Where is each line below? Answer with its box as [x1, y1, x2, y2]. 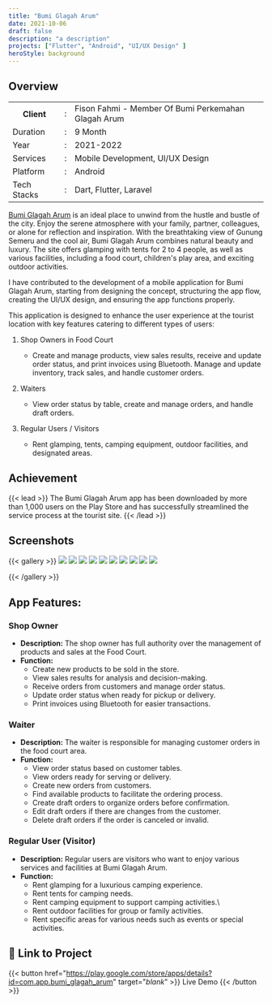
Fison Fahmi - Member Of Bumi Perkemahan [74, 102, 245, 114]
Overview [8, 80, 59, 93]
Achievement [8, 472, 78, 486]
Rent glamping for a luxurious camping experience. [32, 880, 203, 889]
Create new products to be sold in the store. [32, 664, 180, 674]
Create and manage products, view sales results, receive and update [32, 350, 261, 360]
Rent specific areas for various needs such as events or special [32, 914, 244, 924]
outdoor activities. [8, 262, 69, 271]
